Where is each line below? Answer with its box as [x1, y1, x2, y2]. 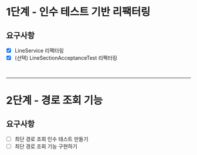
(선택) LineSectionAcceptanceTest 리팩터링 [14, 54, 117, 61]
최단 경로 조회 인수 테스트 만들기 [14, 136, 89, 143]
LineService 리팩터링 [14, 47, 64, 54]
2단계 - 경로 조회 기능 [6, 94, 103, 107]
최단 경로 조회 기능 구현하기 [14, 143, 78, 150]
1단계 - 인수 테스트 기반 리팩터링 [6, 5, 151, 19]
